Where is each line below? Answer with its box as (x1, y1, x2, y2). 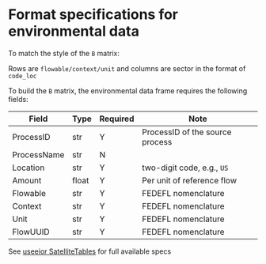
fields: (8, 94, 29, 104)
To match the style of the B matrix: (8, 48, 120, 58)
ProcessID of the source (142, 126, 232, 138)
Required (99, 113, 135, 124)
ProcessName (12, 149, 65, 160)
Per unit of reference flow (142, 175, 237, 186)
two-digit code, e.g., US (142, 162, 229, 173)
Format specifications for (8, 6, 179, 24)
